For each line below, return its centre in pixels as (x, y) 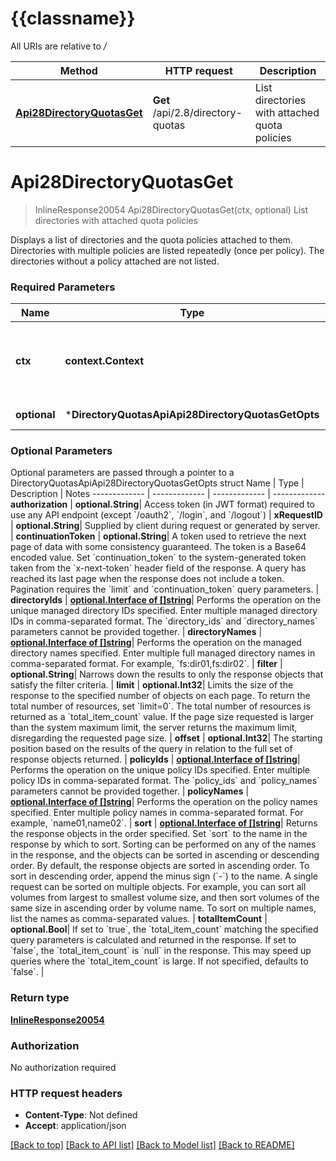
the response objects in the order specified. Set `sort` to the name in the (159, 834)
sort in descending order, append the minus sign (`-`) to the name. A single (164, 876)
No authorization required (63, 1068)
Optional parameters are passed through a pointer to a (122, 473)
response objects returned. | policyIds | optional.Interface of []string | (155, 759)
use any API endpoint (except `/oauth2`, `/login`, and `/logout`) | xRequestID (166, 515)
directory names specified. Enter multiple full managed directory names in (163, 653)
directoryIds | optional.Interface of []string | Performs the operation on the (166, 600)
